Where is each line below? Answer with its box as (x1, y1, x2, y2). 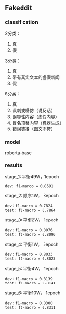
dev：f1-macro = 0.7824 (5, 204, 53, 209)
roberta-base (5, 150, 32, 156)
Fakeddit (5, 4, 33, 12)
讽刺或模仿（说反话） (12, 107, 55, 113)
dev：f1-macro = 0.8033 (5, 252, 53, 257)
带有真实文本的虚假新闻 (12, 74, 60, 80)
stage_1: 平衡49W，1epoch (5, 174, 59, 180)
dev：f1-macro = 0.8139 (5, 277, 53, 282)
